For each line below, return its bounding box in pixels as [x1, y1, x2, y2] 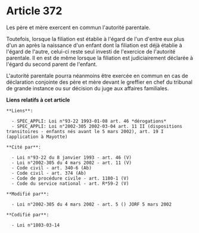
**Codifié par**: [6, 212, 49, 218]
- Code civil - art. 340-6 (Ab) [11, 165, 92, 171]
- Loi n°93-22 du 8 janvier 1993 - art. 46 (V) [11, 155, 132, 160]
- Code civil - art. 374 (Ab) [11, 170, 86, 176]
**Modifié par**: [6, 191, 49, 197]
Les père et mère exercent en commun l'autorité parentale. [6, 24, 151, 31]
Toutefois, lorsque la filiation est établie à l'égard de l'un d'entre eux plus [6, 35, 185, 42]
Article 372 [6, 4, 63, 18]
